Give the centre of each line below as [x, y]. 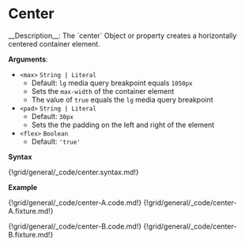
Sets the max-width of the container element [103, 91]
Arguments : [28, 59]
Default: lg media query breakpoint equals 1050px [112, 83]
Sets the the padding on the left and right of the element [123, 125]
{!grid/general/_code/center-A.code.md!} [75, 203]
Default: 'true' [56, 141]
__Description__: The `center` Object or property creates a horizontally [122, 35]
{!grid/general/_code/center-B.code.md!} [75, 226]
